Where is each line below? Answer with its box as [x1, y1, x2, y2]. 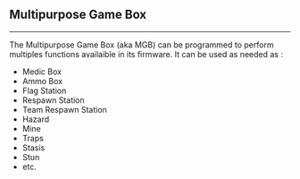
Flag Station [21, 85, 67, 96]
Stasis [21, 142, 46, 153]
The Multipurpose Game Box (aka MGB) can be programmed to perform [9, 39, 274, 50]
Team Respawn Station [21, 104, 107, 115]
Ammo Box [21, 75, 63, 86]
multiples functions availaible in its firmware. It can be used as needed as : [9, 48, 284, 59]
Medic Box [21, 66, 62, 77]
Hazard [21, 114, 50, 124]
